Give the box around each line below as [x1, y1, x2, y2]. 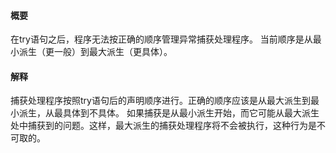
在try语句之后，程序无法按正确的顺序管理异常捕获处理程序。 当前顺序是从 [10, 33, 313, 45]
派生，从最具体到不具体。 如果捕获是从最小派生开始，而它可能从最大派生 [18, 107, 320, 119]
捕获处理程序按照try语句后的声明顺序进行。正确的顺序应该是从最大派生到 [10, 95, 311, 107]
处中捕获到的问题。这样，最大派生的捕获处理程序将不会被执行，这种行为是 [10, 120, 317, 132]
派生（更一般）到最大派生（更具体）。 [18, 46, 173, 58]
